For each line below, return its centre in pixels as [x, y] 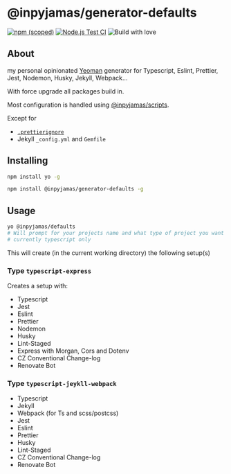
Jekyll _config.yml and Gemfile [61, 139]
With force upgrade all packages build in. [66, 91]
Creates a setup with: [37, 286]
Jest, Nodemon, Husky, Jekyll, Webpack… [67, 78]
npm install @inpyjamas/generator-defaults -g [75, 189]
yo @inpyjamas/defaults [41, 227]
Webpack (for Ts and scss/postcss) [68, 413]
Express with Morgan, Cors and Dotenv [73, 351]
